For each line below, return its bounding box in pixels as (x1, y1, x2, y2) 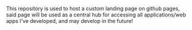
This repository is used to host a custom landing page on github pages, (6, 5, 180, 12)
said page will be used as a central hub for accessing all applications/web (6, 11, 187, 18)
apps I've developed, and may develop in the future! (6, 18, 133, 24)
